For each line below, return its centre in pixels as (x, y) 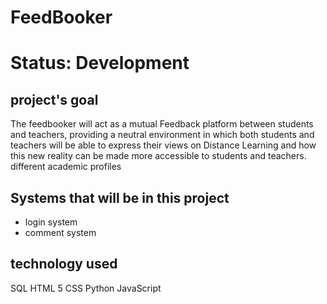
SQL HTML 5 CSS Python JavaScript (86, 288)
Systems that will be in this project (120, 197)
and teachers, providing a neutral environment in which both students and (162, 135)
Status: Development (100, 63)
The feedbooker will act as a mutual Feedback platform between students (162, 124)
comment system (60, 232)
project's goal (54, 99)
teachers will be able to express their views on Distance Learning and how (163, 145)
